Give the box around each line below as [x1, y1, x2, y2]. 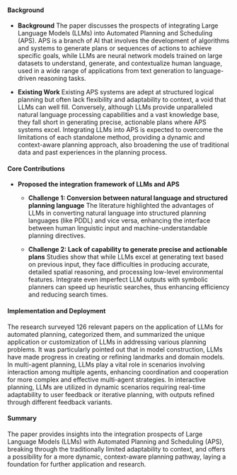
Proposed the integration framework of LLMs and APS [17, 180, 180, 189]
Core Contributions [7, 164, 65, 173]
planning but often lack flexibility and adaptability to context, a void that [17, 96, 226, 104]
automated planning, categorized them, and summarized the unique [7, 330, 205, 338]
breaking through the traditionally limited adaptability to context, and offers [7, 445, 226, 453]
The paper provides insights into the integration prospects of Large [7, 430, 203, 438]
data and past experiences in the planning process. [17, 148, 168, 157]
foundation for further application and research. [7, 459, 146, 468]
